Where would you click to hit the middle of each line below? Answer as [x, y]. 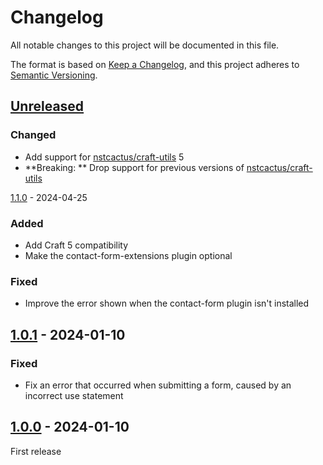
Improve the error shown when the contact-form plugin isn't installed [167, 303]
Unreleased [47, 106]
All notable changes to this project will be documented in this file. [145, 45]
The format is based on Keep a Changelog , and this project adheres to [155, 64]
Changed [33, 135]
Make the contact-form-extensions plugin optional [128, 255]
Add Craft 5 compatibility [76, 245]
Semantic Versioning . [54, 75]
